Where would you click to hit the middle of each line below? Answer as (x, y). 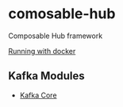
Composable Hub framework (56, 36)
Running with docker (42, 51)
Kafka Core (38, 95)
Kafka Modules (46, 76)
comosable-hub (62, 14)
